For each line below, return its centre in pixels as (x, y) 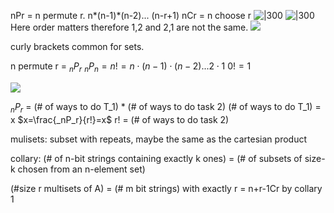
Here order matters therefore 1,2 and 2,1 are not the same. (129, 27)
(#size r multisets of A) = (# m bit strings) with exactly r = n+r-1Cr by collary (166, 188)
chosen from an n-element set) (81, 169)
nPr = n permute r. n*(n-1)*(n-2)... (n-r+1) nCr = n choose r (131, 15)
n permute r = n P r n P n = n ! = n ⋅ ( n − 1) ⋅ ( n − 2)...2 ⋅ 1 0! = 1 (131, 67)
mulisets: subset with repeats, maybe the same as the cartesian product (158, 139)
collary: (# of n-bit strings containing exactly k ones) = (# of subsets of (156, 158)
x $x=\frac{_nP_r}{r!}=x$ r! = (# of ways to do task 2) (120, 119)
